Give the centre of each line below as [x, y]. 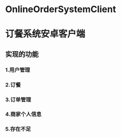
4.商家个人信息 [24, 114]
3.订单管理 [18, 100]
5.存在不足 [18, 129]
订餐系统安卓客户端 [45, 34]
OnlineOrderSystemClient [61, 9]
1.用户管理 [18, 70]
